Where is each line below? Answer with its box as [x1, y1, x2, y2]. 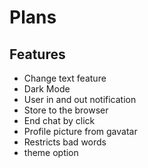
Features [9, 46, 66, 63]
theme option [23, 147, 79, 158]
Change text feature [23, 72, 107, 84]
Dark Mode [23, 83, 71, 95]
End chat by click [23, 115, 96, 126]
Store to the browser [23, 104, 109, 116]
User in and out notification [23, 94, 137, 105]
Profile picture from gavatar [23, 126, 138, 137]
